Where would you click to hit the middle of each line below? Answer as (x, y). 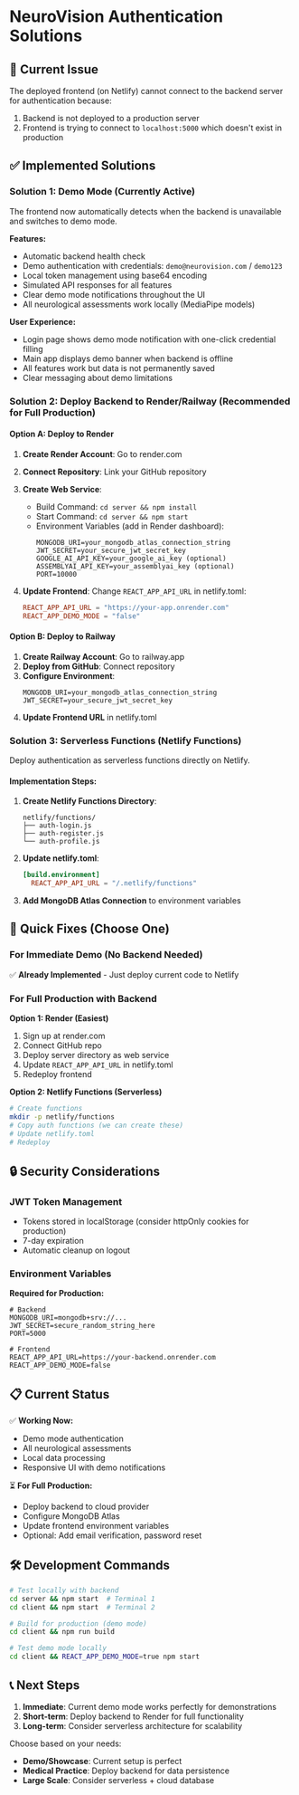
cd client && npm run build (62, 1632)
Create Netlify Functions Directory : (89, 801)
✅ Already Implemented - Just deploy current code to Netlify (124, 974)
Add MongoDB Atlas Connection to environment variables (131, 901)
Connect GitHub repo (62, 1045)
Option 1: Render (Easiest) (59, 1018)
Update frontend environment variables (96, 1526)
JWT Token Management (66, 1201)
